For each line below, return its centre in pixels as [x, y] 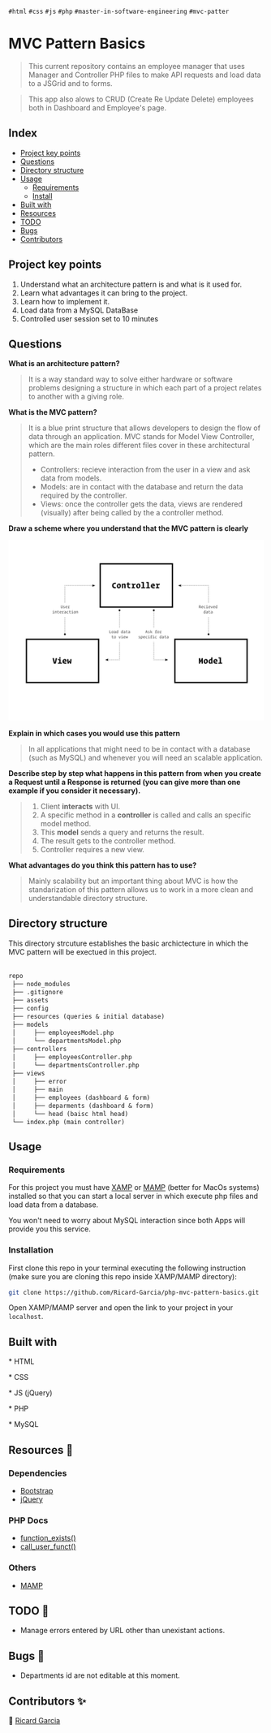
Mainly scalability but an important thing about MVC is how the [133, 881]
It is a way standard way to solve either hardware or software [130, 379]
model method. [66, 823]
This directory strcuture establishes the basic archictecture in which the [129, 943]
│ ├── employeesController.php [72, 1057]
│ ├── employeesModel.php [63, 1032]
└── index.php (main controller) [69, 1122]
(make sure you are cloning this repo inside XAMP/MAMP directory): [123, 1276]
